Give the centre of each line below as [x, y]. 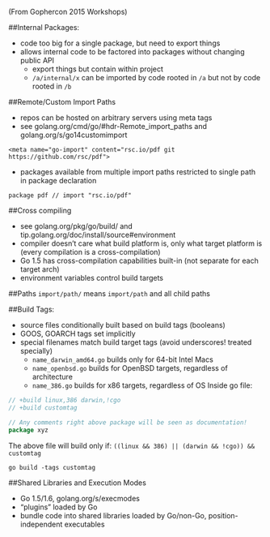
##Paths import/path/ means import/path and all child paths [109, 294]
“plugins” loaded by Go [59, 507]
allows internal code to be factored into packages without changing [132, 52]
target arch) [40, 269]
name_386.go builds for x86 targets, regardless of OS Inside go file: [142, 385]
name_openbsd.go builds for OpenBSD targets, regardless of [130, 368]
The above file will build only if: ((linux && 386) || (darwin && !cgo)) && [132, 445]
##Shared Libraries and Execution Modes [78, 483]
